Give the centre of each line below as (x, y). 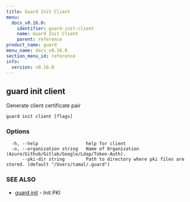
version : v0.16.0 (33, 67)
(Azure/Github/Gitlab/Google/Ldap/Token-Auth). (66, 154)
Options (18, 132)
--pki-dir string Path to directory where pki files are (103, 159)
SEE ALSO (21, 179)
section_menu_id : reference (41, 56)
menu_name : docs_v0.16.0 (37, 51)
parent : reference (39, 39)
